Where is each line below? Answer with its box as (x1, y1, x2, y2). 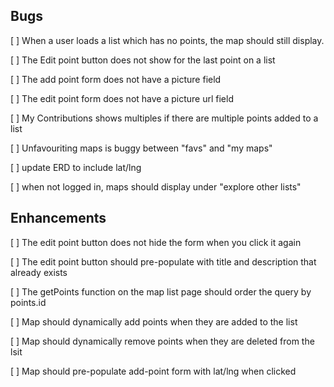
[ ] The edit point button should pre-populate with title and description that (10, 255, 317, 268)
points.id (10, 296, 47, 308)
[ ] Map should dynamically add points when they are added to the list (10, 315, 298, 328)
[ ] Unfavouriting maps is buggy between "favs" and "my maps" (10, 142, 273, 154)
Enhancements (10, 210, 107, 227)
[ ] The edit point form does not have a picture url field (10, 92, 234, 104)
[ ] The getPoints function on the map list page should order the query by (10, 285, 312, 298)
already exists (10, 266, 68, 278)
